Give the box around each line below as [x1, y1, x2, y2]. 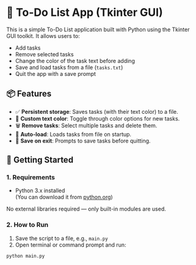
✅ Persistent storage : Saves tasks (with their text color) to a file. [15, 108, 178, 115]
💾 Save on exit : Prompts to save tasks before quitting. [15, 137, 151, 144]
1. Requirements [6, 173, 56, 182]
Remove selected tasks [15, 50, 74, 58]
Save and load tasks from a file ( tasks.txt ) [15, 64, 123, 71]
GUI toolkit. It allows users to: [6, 32, 81, 39]
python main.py [6, 253, 45, 259]
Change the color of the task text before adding [15, 57, 136, 64]
